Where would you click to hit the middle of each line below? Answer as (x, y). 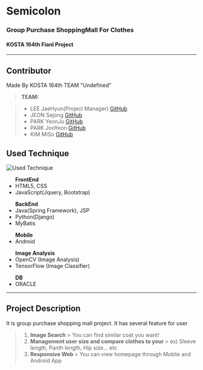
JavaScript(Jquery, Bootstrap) (53, 192)
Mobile (24, 235)
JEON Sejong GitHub (56, 115)
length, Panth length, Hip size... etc (74, 348)
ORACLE (26, 284)
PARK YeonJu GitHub (56, 121)
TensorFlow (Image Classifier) (53, 266)
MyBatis (25, 223)
